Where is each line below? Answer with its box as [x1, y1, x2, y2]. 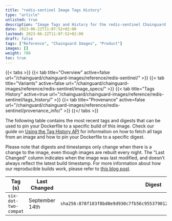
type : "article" [5, 12, 40, 17]
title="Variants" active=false [5, 80, 65, 86]
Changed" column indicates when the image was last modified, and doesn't [5, 155, 165, 161]
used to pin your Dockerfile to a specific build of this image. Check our [5, 123, 155, 129]
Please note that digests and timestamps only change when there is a [5, 144, 152, 150]
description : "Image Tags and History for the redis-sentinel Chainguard [5, 22, 166, 27]
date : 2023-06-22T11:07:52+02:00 [5, 27, 77, 32]
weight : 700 [5, 50, 31, 56]
